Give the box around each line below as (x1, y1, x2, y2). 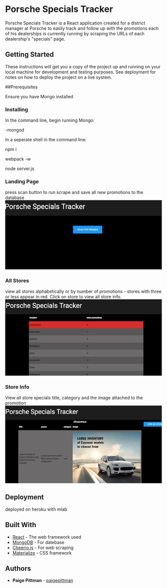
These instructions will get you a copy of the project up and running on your (5, 63, 161, 69)
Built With (5, 521, 36, 529)
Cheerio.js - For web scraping (12, 545, 74, 551)
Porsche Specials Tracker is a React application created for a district (5, 20, 146, 26)
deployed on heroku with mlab (5, 506, 68, 512)
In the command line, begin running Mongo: (5, 117, 95, 123)
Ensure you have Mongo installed (5, 93, 74, 99)
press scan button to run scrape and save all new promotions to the (5, 190, 144, 196)
